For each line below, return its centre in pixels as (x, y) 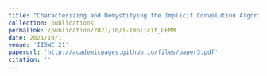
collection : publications (51, 23)
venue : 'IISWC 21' (39, 45)
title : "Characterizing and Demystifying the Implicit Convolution (122, 15)
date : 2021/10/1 (35, 38)
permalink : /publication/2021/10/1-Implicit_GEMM (92, 30)
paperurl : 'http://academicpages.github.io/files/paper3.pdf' (113, 52)
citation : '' (30, 60)
